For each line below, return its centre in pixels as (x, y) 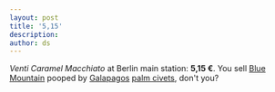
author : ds (30, 43)
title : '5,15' (36, 26)
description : (34, 34)
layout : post (34, 18)
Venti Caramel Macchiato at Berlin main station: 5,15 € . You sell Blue (137, 69)
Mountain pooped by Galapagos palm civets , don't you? (114, 78)
